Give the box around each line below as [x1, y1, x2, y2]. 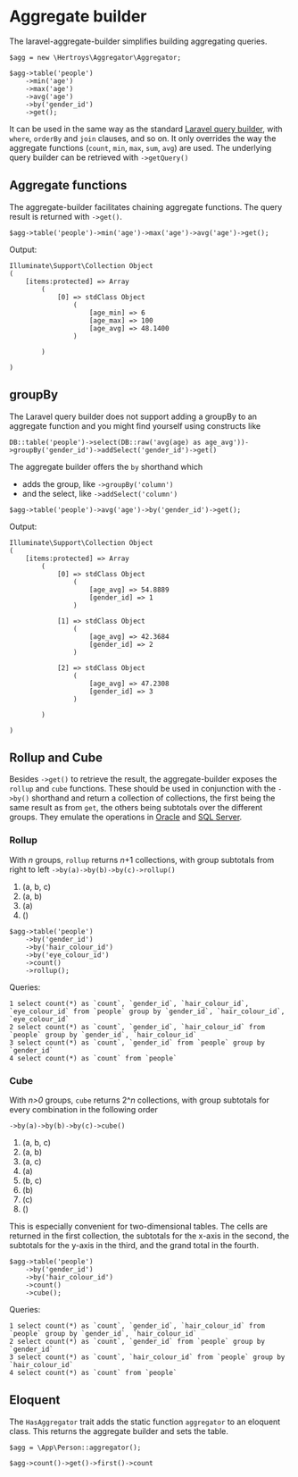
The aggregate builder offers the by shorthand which [9, 461, 203, 472]
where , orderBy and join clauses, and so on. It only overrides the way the [9, 132, 277, 144]
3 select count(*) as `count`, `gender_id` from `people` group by [9, 1038, 266, 1047]
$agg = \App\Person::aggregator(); [9, 1443, 142, 1452]
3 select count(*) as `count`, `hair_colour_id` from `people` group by [9, 1352, 286, 1362]
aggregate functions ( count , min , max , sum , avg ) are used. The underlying [9, 142, 272, 153]
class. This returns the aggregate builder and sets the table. [9, 1425, 229, 1436]
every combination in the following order [9, 1104, 158, 1114]
